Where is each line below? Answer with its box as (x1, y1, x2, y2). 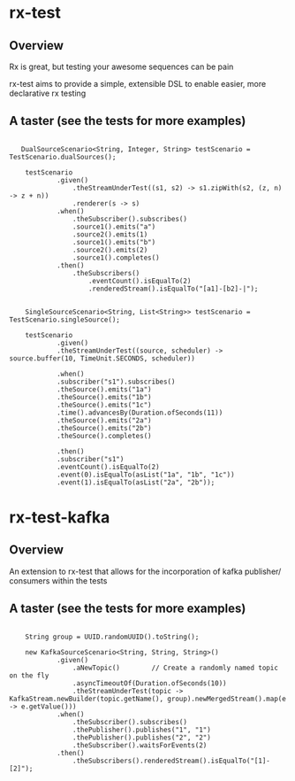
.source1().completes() (72, 253, 161, 262)
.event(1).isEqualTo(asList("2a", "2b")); (56, 477, 216, 487)
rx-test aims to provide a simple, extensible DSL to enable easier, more (9, 79, 267, 89)
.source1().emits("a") (72, 222, 156, 231)
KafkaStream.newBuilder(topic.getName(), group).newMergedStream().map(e (9, 694, 287, 703)
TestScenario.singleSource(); (9, 315, 121, 324)
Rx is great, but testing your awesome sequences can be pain (9, 61, 234, 72)
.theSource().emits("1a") (56, 384, 152, 394)
